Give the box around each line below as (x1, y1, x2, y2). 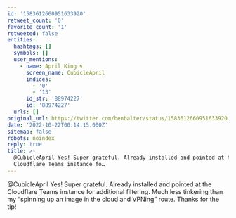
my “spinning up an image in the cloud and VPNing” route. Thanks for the (7, 195, 220, 203)
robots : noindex (7, 134, 55, 141)
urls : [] (13, 108, 39, 115)
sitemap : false (7, 128, 52, 135)
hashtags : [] (13, 43, 52, 50)
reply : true (7, 141, 42, 148)
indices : (25, 75, 52, 83)
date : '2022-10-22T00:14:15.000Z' (7, 121, 109, 129)
